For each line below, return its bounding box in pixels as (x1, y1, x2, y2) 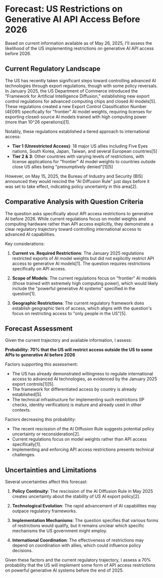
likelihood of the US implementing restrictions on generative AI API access (5, 45, 154, 51)
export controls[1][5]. (12, 381, 55, 387)
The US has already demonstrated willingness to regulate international (12, 371, 153, 377)
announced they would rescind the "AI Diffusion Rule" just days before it (5, 178, 150, 184)
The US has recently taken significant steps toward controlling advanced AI (5, 77, 156, 83)
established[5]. (12, 392, 43, 397)
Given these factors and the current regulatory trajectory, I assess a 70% (5, 557, 151, 563)
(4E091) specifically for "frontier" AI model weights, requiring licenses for (5, 109, 152, 114)
